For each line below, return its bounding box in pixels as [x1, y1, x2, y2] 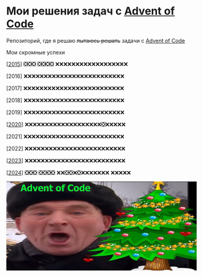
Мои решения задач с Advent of [6, 4, 175, 18]
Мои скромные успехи [6, 48, 65, 56]
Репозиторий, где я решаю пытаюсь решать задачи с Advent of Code [6, 37, 185, 44]
